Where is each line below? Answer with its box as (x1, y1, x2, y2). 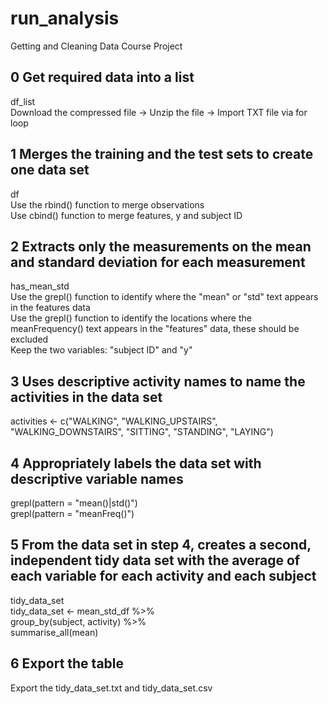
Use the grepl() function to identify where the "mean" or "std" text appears (10, 291, 319, 303)
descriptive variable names (10, 470, 184, 487)
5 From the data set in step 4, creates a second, (10, 537, 312, 554)
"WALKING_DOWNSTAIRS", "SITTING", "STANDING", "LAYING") (10, 426, 274, 438)
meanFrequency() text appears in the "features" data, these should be (10, 323, 300, 335)
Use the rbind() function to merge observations (10, 198, 205, 211)
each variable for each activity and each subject (10, 568, 317, 585)
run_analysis (10, 7, 120, 30)
